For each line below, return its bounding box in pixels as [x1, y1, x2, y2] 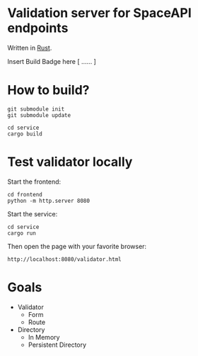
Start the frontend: [7, 177, 62, 186]
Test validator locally [7, 154, 133, 170]
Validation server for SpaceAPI [7, 5, 192, 21]
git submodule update [7, 111, 71, 118]
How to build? [7, 82, 90, 99]
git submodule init [7, 105, 65, 113]
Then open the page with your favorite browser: [7, 242, 147, 250]
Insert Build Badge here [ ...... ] [7, 57, 97, 65]
